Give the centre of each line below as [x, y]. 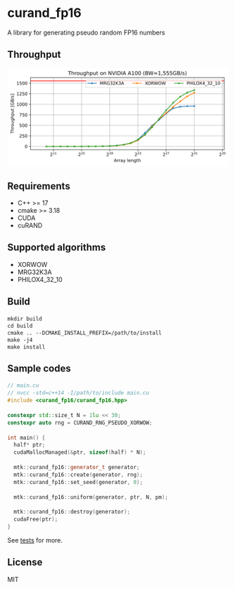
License [25, 563]
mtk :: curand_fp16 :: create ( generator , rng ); [78, 475]
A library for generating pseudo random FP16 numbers [86, 32]
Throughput [34, 55]
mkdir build [25, 318]
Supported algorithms [57, 248]
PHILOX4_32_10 [40, 279]
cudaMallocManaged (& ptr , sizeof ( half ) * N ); [80, 452]
